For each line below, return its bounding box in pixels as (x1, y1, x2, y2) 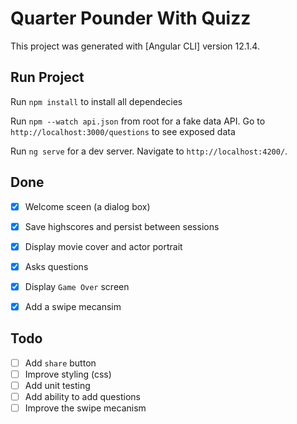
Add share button (24, 357, 97, 369)
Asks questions (24, 260, 89, 272)
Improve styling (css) (24, 368, 112, 380)
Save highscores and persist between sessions (24, 220, 220, 232)
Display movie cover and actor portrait (24, 240, 183, 252)
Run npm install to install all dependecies (10, 95, 183, 107)
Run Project (10, 69, 85, 86)
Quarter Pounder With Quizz (10, 7, 252, 30)
